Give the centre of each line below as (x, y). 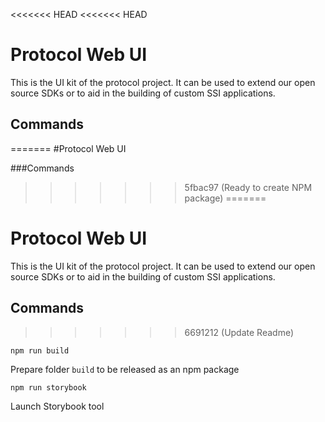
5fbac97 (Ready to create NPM (248, 187)
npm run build (40, 350)
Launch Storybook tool (57, 406)
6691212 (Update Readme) (239, 332)
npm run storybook (48, 387)
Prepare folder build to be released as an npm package (125, 369)
